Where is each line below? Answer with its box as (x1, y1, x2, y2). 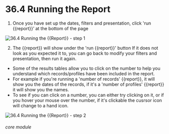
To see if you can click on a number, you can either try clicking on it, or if (12, 92, 164, 98)
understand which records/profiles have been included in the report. (12, 70, 155, 76)
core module (5, 124, 32, 130)
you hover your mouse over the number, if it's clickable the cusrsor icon (12, 97, 162, 103)
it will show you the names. (12, 86, 69, 92)
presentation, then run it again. (12, 55, 77, 61)
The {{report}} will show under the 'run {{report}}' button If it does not (12, 45, 158, 51)
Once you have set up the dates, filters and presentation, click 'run (12, 20, 151, 26)
